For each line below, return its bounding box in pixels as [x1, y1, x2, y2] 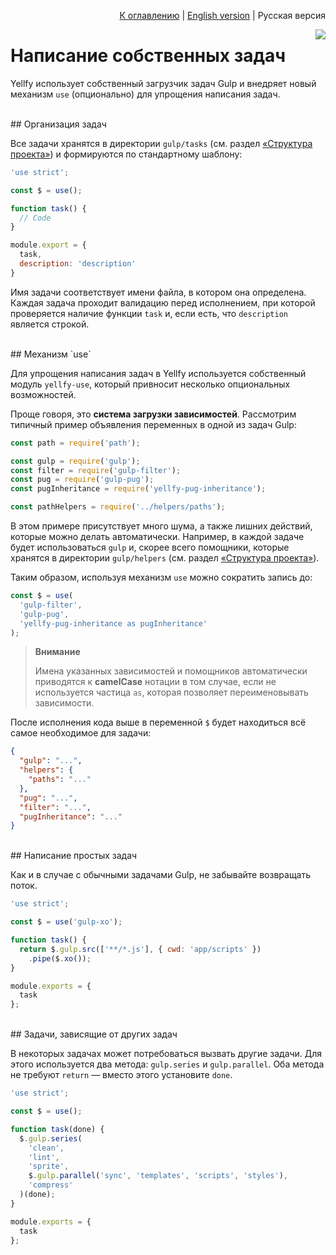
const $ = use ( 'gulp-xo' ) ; [10, 917, 123, 927]
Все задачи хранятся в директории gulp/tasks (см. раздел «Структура [10, 137, 313, 149]
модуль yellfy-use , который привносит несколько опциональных [10, 378, 291, 390]
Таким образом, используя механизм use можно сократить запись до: [10, 571, 313, 584]
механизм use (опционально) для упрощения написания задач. [10, 88, 281, 100]
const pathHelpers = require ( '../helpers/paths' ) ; [10, 502, 226, 512]
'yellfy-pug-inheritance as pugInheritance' [19, 618, 208, 629]
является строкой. [10, 318, 90, 330]
